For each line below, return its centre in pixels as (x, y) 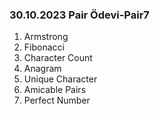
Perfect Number (57, 100)
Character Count (58, 58)
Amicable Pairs (55, 90)
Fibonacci (44, 47)
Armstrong (46, 37)
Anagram (42, 69)
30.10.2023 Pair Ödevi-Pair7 (79, 15)
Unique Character (60, 79)
